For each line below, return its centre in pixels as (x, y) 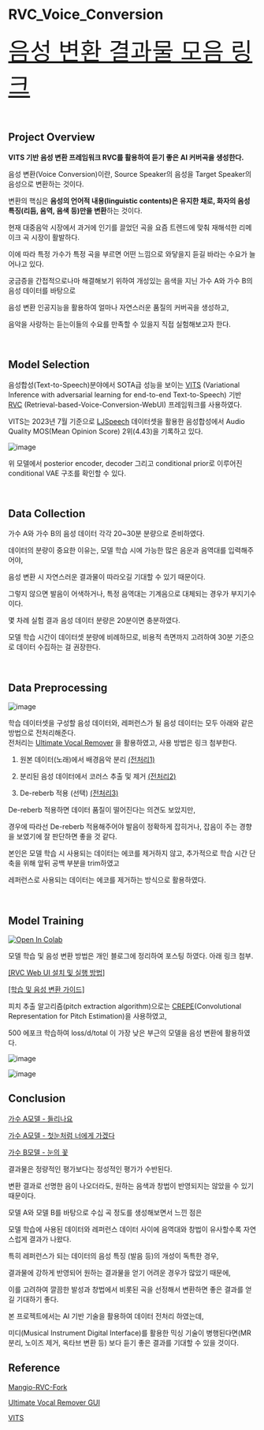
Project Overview (52, 137)
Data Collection (47, 514)
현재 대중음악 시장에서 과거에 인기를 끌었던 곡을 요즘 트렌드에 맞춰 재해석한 (123, 227)
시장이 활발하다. (56, 237)
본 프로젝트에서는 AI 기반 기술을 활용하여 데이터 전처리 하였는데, (106, 1316)
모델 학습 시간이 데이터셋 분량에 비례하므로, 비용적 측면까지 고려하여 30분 (121, 637)
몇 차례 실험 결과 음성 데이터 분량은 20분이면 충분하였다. (95, 621)
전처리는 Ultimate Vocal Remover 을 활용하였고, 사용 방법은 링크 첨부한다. (123, 743)
